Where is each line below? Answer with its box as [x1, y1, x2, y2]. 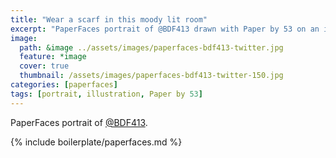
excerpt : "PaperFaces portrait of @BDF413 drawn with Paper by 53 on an [10, 24, 320, 34]
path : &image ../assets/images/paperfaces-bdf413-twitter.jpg [19, 42, 284, 53]
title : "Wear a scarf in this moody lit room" [10, 14, 208, 25]
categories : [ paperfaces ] [10, 80, 118, 90]
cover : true [19, 61, 70, 71]
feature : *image [19, 52, 87, 62]
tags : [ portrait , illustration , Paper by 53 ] [10, 89, 203, 99]
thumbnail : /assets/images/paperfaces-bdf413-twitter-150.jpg [19, 71, 284, 81]
